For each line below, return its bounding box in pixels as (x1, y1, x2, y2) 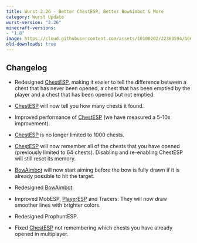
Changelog (6, 63, 47, 73)
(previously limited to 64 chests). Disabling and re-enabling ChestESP (14, 149, 184, 156)
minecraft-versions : (6, 25, 57, 31)
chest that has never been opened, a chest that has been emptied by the (14, 84, 191, 91)
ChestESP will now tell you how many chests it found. (14, 102, 144, 109)
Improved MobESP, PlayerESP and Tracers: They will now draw (14, 195, 168, 202)
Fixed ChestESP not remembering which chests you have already (14, 224, 173, 231)
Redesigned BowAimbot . (14, 184, 74, 191)
